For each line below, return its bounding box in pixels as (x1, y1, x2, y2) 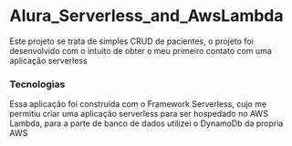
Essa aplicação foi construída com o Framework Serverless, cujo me (9, 99, 267, 109)
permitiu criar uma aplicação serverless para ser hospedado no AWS (9, 109, 269, 120)
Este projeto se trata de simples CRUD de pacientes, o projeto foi (9, 36, 254, 47)
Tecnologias (9, 78, 66, 90)
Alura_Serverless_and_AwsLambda (9, 5, 285, 26)
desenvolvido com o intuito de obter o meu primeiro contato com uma (9, 45, 272, 56)
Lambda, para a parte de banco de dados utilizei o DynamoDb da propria (9, 118, 284, 129)
